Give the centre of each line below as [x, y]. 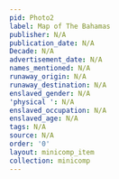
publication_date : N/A [52, 43]
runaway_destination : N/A [58, 85]
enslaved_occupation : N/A [58, 110]
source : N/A [32, 136]
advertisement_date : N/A [56, 60]
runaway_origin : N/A [48, 77]
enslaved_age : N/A [44, 118]
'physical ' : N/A [42, 102]
